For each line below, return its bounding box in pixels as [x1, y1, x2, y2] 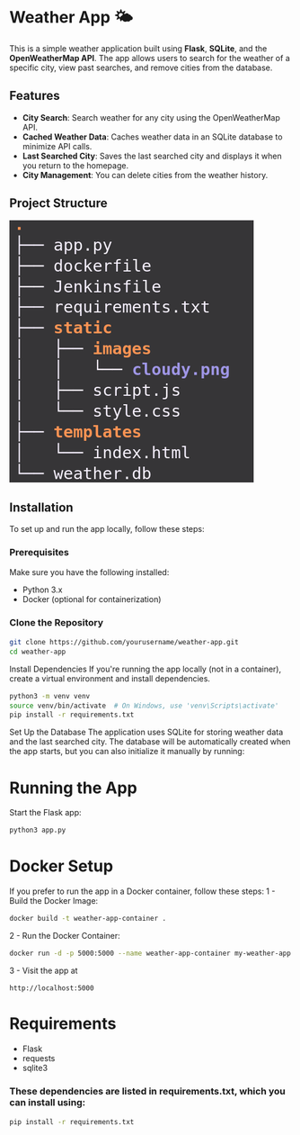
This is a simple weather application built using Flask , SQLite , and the [9, 42, 268, 54]
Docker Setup [9, 856, 114, 877]
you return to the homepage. [22, 159, 128, 171]
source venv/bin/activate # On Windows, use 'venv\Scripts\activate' [9, 701, 279, 710]
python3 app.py [9, 825, 66, 835]
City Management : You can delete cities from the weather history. [22, 169, 269, 180]
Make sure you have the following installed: [9, 566, 170, 577]
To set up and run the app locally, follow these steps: [9, 524, 205, 535]
